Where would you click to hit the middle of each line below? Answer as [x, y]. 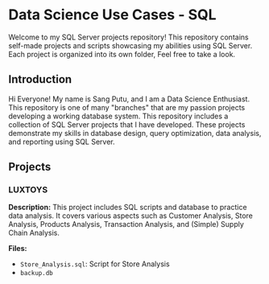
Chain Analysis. [34, 233]
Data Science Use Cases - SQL [112, 15]
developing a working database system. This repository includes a [118, 116]
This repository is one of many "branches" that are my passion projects [127, 107]
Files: [18, 249]
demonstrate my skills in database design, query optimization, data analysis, [135, 133]
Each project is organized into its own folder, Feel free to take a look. [122, 54]
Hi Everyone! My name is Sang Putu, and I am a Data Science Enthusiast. [129, 99]
